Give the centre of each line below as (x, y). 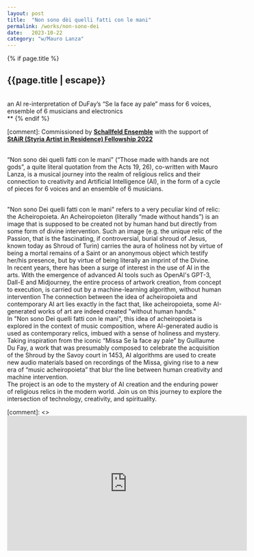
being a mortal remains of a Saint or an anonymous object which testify (108, 253)
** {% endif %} (28, 118)
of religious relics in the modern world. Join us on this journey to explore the (115, 391)
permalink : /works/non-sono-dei (53, 26)
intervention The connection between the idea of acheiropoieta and (102, 296)
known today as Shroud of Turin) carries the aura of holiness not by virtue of (115, 246)
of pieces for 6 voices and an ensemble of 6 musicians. (85, 189)
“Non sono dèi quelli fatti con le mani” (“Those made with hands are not (108, 159)
